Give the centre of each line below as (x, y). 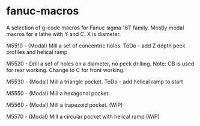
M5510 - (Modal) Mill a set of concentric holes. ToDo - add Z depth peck (96, 46)
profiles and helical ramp (37, 52)
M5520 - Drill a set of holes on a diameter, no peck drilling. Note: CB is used (100, 64)
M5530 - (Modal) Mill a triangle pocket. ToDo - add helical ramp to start (95, 82)
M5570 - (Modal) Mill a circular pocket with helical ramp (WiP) (83, 116)
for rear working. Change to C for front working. (65, 70)
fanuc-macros (43, 11)
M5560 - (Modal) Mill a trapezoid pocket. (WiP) (65, 105)
